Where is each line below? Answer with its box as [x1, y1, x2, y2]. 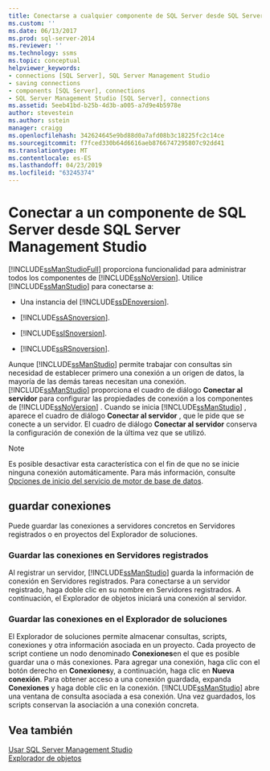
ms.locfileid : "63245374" [8, 169, 95, 177]
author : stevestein [8, 109, 74, 118]
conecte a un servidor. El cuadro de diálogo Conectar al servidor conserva [8, 419, 257, 429]
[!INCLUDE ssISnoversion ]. [19, 328, 107, 338]
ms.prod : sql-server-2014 [8, 34, 95, 43]
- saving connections [8, 79, 81, 87]
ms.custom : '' [8, 19, 56, 27]
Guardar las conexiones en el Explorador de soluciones [8, 613, 227, 625]
